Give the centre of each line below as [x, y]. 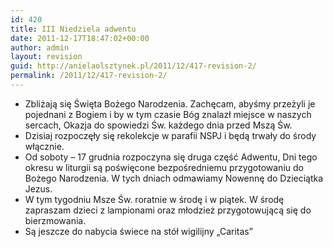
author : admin [40, 47]
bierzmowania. [55, 220]
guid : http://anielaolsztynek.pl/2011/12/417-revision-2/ [133, 66]
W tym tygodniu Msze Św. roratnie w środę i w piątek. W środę [154, 199]
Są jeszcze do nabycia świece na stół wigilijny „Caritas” [138, 231]
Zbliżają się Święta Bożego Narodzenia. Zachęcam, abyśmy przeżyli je [170, 103]
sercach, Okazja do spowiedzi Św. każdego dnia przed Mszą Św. [158, 125]
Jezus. [38, 188]
